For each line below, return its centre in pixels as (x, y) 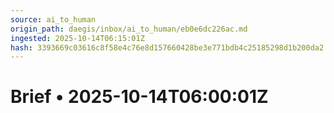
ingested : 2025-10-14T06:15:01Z (77, 38)
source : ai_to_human (53, 19)
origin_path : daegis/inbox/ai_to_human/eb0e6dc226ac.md (129, 29)
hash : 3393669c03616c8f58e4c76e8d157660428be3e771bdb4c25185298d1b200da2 (167, 47)
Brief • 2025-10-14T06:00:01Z (139, 97)
